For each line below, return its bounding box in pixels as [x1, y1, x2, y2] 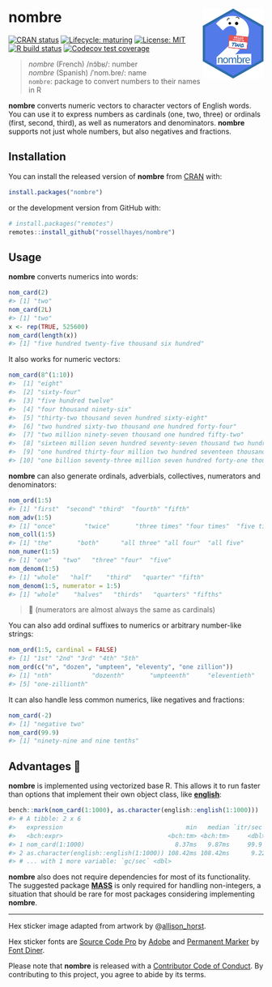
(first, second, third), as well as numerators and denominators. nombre [8, 117, 245, 127]
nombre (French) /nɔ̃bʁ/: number [28, 59, 138, 69]
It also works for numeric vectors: [8, 355, 121, 364]
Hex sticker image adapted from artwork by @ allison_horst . [8, 921, 206, 931]
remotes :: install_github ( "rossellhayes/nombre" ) [8, 228, 176, 236]
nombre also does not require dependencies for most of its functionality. [8, 872, 251, 882]
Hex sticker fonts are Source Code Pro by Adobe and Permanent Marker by [8, 937, 260, 947]
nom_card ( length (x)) [8, 331, 79, 339]
